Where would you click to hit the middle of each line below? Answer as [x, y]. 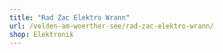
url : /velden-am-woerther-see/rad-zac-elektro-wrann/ [112, 26]
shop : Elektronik [42, 34]
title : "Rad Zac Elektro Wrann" [69, 18]
